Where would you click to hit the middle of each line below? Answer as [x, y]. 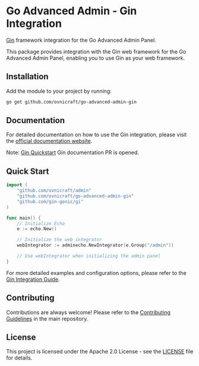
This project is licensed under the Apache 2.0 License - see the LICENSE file [100, 352]
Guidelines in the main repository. [47, 318]
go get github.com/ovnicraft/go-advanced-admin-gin [71, 102]
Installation [27, 76]
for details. [19, 358]
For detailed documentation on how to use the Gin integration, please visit [97, 134]
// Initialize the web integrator [59, 240]
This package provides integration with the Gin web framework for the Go [96, 51]
